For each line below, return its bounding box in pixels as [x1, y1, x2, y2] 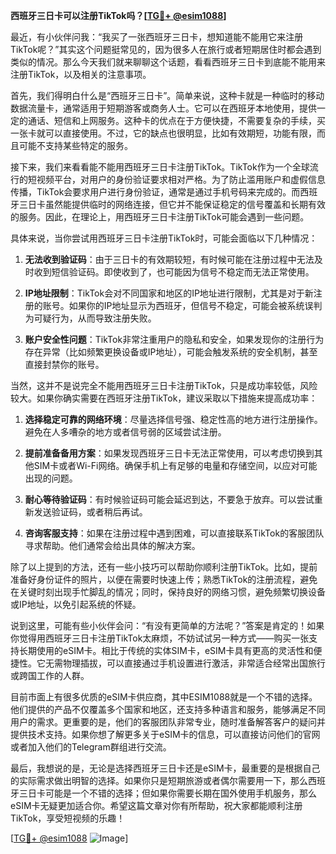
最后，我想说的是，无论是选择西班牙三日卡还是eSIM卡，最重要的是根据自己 [10, 762, 321, 774]
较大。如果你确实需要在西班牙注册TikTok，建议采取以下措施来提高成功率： [10, 392, 318, 404]
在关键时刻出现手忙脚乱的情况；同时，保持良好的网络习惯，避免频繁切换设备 [10, 586, 326, 598]
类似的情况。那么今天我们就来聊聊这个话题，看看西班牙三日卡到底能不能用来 [10, 56, 326, 68]
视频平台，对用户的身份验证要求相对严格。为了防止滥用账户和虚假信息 [36, 174, 326, 185]
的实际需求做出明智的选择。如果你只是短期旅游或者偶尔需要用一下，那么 [10, 775, 308, 786]
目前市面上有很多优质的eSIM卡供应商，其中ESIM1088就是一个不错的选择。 [10, 691, 318, 703]
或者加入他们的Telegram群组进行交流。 [10, 741, 172, 753]
